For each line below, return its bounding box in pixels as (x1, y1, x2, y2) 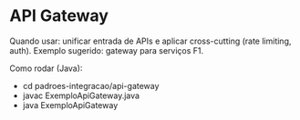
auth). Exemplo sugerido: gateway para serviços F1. (9, 45, 204, 55)
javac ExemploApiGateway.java (22, 90, 140, 101)
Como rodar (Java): (9, 63, 83, 74)
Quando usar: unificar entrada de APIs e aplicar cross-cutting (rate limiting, (9, 35, 292, 46)
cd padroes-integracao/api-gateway (22, 80, 160, 91)
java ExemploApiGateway (22, 99, 119, 110)
